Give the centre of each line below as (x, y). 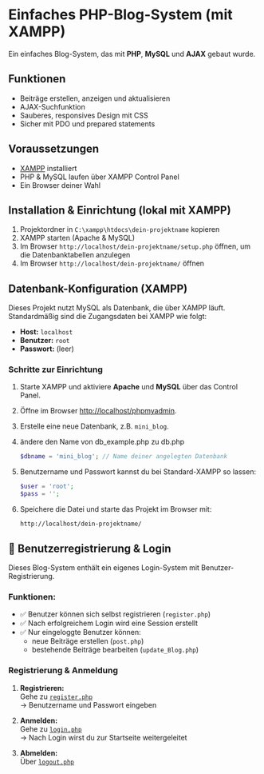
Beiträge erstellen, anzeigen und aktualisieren (95, 98)
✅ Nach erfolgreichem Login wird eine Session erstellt (108, 623)
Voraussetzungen (54, 149)
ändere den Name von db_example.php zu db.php (102, 442)
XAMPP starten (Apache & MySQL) (77, 238)
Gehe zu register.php (56, 696)
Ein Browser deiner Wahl (60, 185)
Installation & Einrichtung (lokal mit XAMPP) (120, 210)
